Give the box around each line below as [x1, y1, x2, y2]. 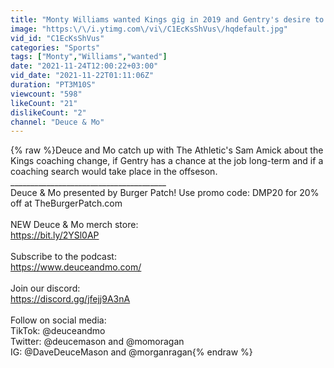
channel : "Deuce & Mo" [10, 117, 105, 127]
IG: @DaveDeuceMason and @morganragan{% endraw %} [10, 346, 253, 358]
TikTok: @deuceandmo [10, 325, 106, 337]
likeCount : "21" [10, 98, 78, 108]
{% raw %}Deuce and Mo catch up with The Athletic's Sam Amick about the [10, 144, 324, 156]
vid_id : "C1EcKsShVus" [10, 33, 105, 43]
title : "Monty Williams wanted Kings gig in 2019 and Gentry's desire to [10, 14, 325, 25]
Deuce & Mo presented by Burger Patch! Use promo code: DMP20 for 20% [10, 187, 320, 199]
